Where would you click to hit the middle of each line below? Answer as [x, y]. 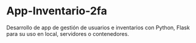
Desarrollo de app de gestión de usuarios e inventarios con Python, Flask [98, 27]
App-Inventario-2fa [57, 11]
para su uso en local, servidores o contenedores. [68, 33]
